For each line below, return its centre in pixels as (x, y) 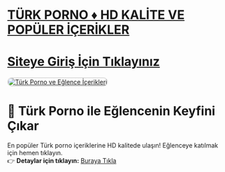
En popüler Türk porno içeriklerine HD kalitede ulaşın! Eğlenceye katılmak (113, 145)
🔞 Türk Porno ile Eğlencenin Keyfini (111, 111)
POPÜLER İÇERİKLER (68, 30)
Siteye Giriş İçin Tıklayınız (84, 62)
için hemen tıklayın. (35, 153)
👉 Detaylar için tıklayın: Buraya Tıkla (62, 161)
